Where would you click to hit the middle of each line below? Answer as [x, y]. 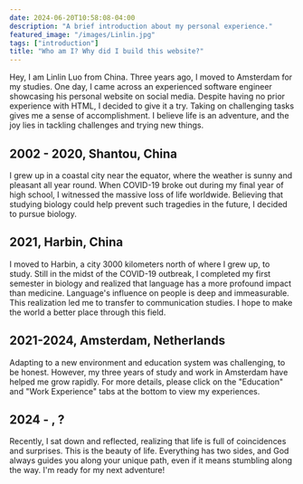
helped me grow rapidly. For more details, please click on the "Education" [146, 382]
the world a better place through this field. [88, 312]
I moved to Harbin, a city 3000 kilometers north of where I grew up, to [140, 264]
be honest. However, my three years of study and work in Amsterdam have [149, 372]
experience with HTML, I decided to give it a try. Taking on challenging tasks [152, 106]
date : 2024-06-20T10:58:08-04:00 [72, 18]
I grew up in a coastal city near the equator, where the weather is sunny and [151, 175]
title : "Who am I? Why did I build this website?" [107, 52]
